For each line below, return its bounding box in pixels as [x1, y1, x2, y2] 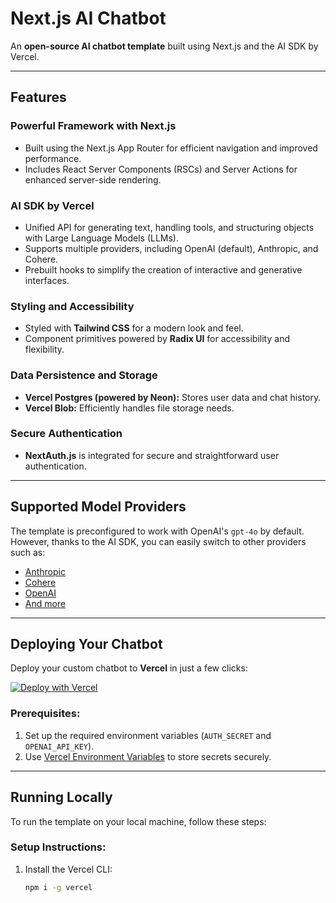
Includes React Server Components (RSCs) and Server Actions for [24, 163, 298, 175]
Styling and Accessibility [10, 299, 135, 313]
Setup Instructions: [10, 840, 107, 854]
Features [10, 89, 67, 106]
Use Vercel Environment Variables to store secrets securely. [24, 750, 272, 762]
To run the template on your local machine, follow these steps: [10, 815, 267, 827]
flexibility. [24, 343, 65, 356]
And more [24, 597, 67, 609]
